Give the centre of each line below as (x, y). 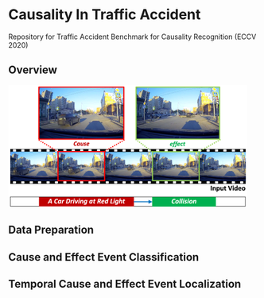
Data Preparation (51, 230)
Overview (33, 70)
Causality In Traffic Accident (105, 15)
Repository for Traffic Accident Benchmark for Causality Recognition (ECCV (132, 37)
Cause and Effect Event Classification (104, 257)
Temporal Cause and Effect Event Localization (125, 284)
